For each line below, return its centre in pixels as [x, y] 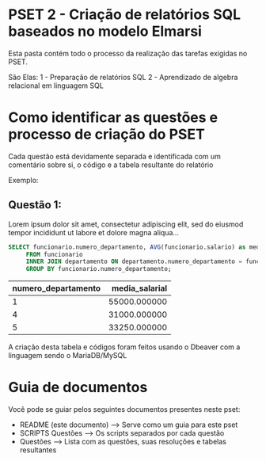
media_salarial [139, 288]
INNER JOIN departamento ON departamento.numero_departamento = [134, 262]
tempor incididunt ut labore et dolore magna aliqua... [94, 232]
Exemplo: [23, 180]
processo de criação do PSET [107, 134]
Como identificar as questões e [113, 118]
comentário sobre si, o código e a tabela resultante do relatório [111, 165]
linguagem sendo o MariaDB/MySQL [68, 356]
